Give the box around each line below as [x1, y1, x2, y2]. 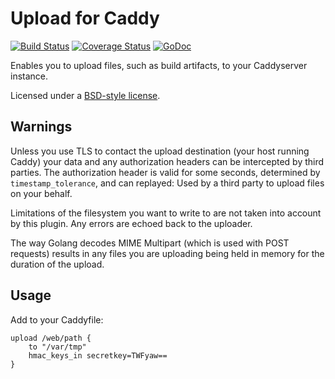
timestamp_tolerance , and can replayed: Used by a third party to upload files [10, 177, 325, 189]
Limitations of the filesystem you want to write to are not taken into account [10, 207, 322, 219]
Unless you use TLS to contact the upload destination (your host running [10, 145, 310, 157]
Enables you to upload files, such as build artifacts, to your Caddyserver [10, 59, 308, 71]
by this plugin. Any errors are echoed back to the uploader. [10, 217, 253, 229]
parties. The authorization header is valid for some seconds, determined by [10, 166, 321, 178]
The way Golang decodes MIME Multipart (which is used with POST [10, 237, 290, 249]
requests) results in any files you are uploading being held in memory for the [10, 247, 325, 259]
